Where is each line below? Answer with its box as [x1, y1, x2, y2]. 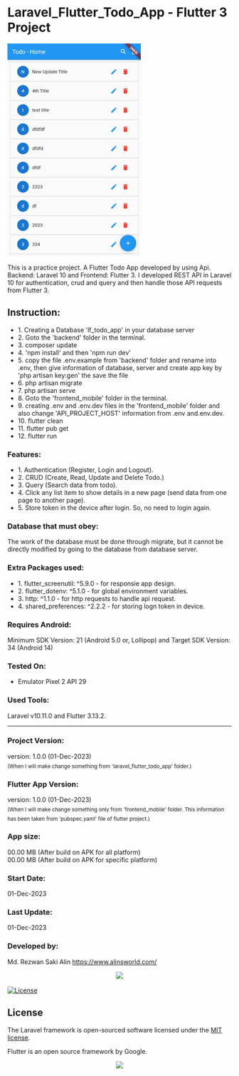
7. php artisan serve [17, 386, 76, 394]
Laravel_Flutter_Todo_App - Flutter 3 [7, 4, 228, 21]
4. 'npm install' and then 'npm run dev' [17, 348, 132, 357]
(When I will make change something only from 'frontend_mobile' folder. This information [7, 806, 225, 813]
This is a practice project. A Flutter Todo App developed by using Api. [7, 263, 211, 272]
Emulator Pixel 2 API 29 [17, 677, 87, 686]
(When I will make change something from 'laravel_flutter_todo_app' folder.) [7, 762, 192, 770]
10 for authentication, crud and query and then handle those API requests [7, 278, 223, 287]
